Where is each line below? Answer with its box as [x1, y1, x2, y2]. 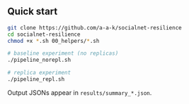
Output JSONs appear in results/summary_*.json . [7, 88, 152, 97]
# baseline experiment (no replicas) [7, 50, 119, 57]
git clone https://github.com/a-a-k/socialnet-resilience [7, 24, 182, 31]
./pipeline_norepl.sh [7, 56, 71, 64]
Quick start [7, 6, 58, 18]
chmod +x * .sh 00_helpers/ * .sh [7, 37, 100, 44]
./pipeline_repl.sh [7, 76, 65, 83]
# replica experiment [7, 70, 71, 77]
